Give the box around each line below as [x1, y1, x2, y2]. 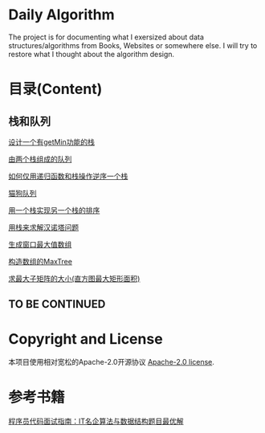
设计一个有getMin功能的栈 [8, 137, 95, 146]
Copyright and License [8, 329, 163, 348]
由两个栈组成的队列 [8, 154, 72, 164]
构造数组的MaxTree [8, 256, 72, 266]
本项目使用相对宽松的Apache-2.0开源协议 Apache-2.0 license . [8, 357, 215, 367]
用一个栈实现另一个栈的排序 [8, 205, 100, 214]
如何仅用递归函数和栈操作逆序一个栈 [8, 171, 128, 181]
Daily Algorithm [8, 6, 115, 24]
